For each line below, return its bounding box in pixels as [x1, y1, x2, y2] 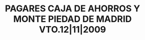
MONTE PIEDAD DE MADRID [13, 13, 132, 25]
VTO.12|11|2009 [38, 24, 106, 35]
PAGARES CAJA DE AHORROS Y [4, 3, 140, 14]
